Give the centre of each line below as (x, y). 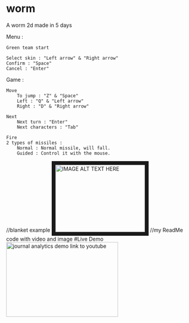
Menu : (15, 36)
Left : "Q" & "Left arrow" (50, 101)
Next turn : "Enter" (42, 122)
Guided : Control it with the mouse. (64, 153)
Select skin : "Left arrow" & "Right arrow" (62, 58)
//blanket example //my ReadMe (95, 230)
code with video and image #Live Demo (55, 239)
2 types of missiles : (34, 143)
